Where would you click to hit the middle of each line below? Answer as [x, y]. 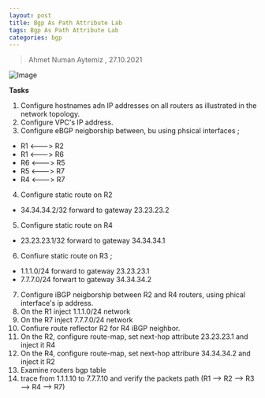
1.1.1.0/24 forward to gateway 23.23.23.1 [85, 271]
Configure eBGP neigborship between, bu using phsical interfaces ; [130, 131]
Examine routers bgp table [63, 370]
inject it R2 [37, 362]
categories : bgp [35, 37]
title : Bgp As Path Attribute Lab [66, 23]
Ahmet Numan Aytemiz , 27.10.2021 [85, 60]
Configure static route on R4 [66, 225]
